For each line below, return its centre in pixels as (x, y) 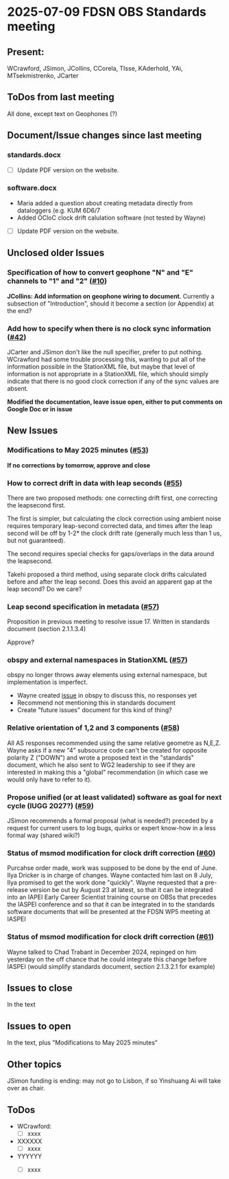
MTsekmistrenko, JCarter (43, 76)
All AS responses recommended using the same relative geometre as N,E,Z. (114, 743)
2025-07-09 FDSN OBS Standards (107, 12)
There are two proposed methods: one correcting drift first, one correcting (112, 498)
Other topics (34, 1064)
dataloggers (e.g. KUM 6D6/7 (59, 210)
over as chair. (26, 1088)
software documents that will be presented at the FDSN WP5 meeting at (109, 912)
